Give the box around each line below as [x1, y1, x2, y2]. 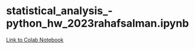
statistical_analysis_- [6, 4, 113, 18]
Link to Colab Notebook [6, 36, 64, 43]
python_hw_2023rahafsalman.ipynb [6, 17, 189, 30]
